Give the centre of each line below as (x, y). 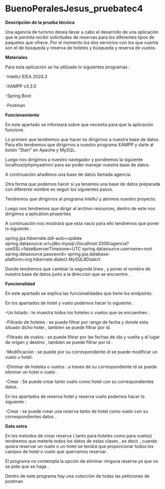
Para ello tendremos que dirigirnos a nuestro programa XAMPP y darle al (79, 145)
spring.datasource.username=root (117, 249)
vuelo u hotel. (19, 357)
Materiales (17, 57)
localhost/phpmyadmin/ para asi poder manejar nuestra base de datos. (78, 164)
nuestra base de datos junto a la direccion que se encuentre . (68, 274)
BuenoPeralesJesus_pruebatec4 (74, 9)
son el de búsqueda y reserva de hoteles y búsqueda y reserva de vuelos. (81, 48)
